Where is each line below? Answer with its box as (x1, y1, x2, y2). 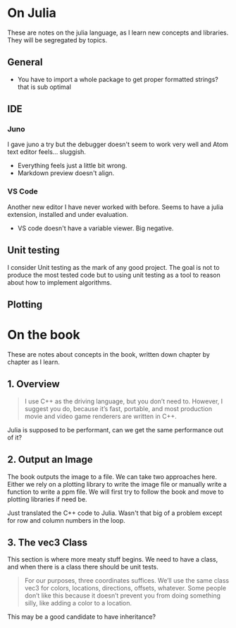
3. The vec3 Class (7, 536, 88, 548)
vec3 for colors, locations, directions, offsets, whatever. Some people (24, 584, 227, 593)
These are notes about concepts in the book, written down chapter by (7, 350, 210, 358)
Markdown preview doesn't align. (17, 169, 115, 177)
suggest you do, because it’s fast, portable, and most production (24, 404, 213, 413)
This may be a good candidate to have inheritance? (7, 612, 156, 621)
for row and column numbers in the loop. (7, 516, 125, 524)
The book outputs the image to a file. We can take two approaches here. (7, 472, 217, 481)
